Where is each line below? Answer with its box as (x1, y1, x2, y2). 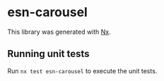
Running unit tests (7, 48, 90, 60)
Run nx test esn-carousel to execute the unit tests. (7, 66, 158, 75)
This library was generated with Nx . (7, 27, 111, 36)
